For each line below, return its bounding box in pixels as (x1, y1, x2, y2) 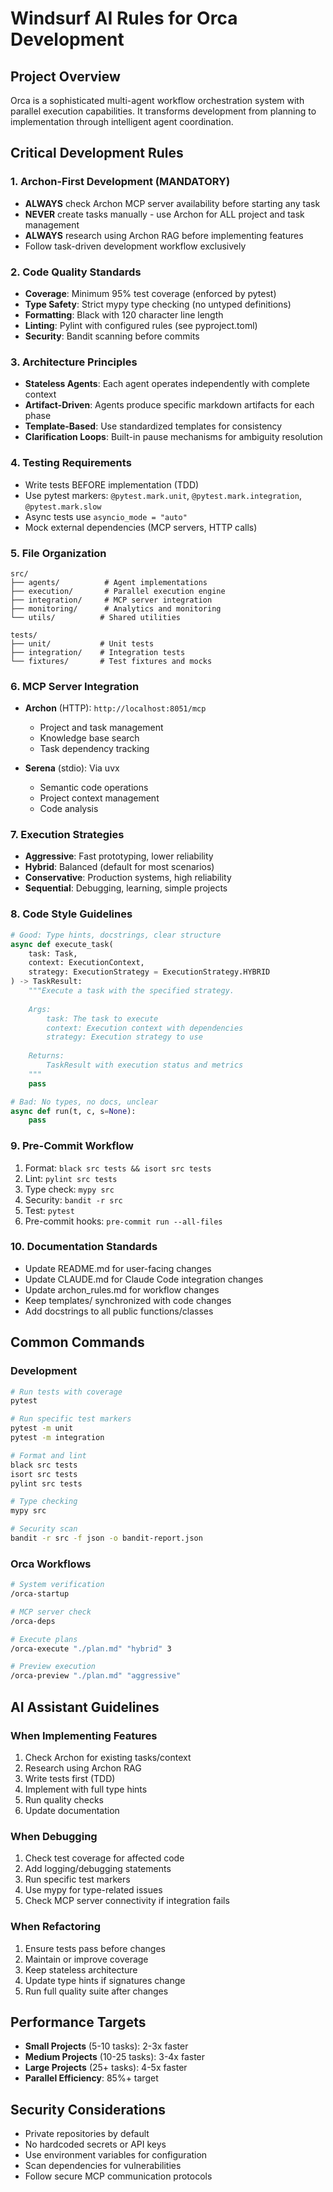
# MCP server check (10, 1607, 92, 1617)
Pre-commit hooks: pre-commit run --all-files (24, 1215, 223, 1227)
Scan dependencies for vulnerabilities (24, 2160, 182, 2172)
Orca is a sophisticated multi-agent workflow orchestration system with (10, 95, 305, 106)
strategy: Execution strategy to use (46, 1032, 203, 1042)
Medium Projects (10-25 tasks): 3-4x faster (24, 2051, 206, 2063)
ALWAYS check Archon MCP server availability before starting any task (24, 197, 321, 209)
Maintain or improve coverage (24, 1953, 149, 1965)
